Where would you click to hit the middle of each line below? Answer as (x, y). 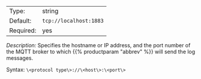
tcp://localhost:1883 (73, 21)
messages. (20, 58)
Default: (20, 21)
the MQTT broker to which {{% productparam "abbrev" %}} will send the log (101, 51)
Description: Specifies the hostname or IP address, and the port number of (98, 45)
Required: (23, 31)
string (50, 11)
